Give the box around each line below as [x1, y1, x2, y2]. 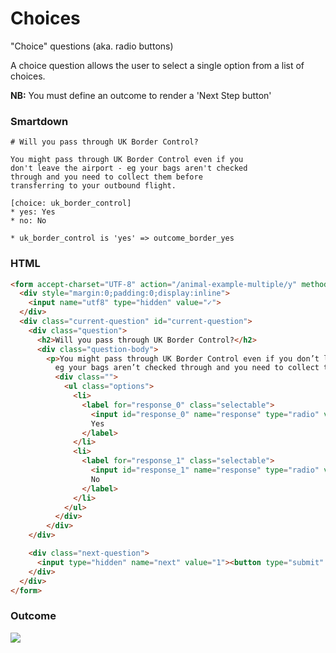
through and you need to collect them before [10, 172, 203, 182]
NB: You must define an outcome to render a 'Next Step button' [10, 89, 272, 101]
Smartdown [10, 114, 69, 128]
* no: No [10, 216, 47, 226]
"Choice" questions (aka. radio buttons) [10, 40, 174, 52]
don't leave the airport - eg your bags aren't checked [10, 163, 248, 174]
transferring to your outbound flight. [10, 181, 177, 191]
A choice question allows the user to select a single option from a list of [10, 59, 305, 71]
